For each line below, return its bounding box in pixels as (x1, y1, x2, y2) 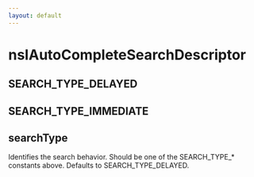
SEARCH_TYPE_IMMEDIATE (8, 104, 149, 117)
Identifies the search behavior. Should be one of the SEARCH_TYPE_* (8, 152, 235, 162)
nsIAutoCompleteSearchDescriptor (8, 45, 247, 63)
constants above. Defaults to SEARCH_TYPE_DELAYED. (8, 160, 190, 171)
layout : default (8, 11, 62, 20)
